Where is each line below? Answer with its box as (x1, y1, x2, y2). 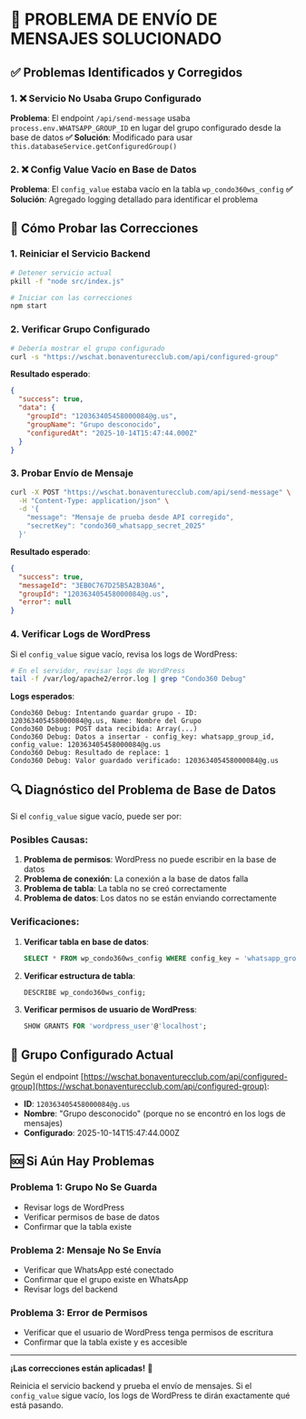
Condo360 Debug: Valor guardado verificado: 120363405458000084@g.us (10, 756, 280, 766)
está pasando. (10, 1400, 64, 1411)
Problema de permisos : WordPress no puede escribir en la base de (23, 854, 277, 865)
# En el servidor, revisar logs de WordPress (10, 666, 185, 675)
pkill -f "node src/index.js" (10, 277, 125, 286)
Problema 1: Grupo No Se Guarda (10, 1181, 158, 1193)
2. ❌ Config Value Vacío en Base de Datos (10, 163, 197, 176)
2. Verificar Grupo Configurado (10, 323, 151, 336)
